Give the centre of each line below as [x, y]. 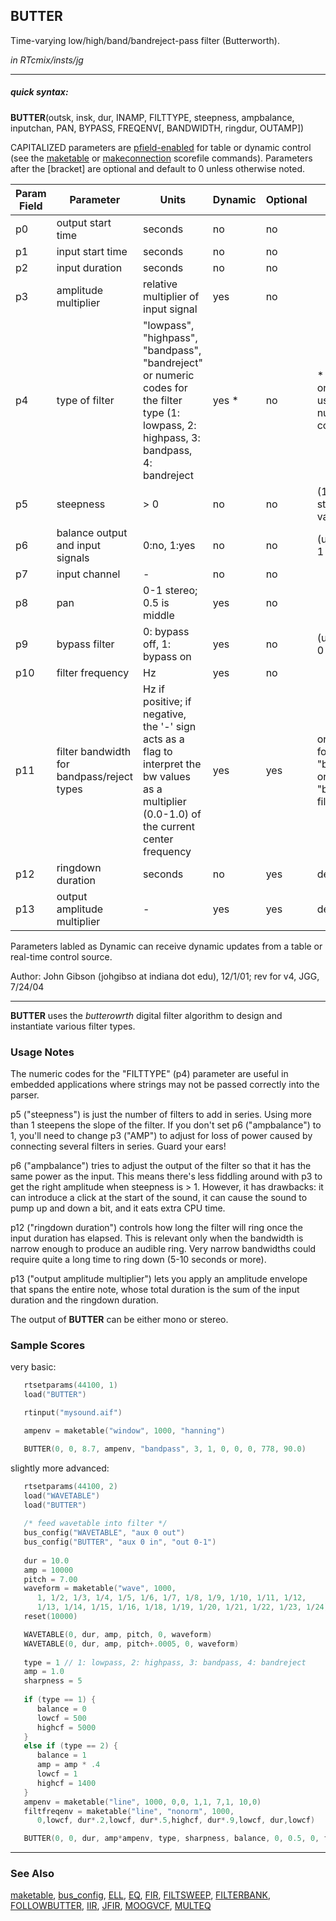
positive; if [167, 701]
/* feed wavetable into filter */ [95, 1524]
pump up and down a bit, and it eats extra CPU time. [118, 1208]
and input [78, 545]
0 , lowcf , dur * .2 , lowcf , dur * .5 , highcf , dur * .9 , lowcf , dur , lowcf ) [176, 1820]
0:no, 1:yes [169, 545]
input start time [92, 251]
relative [160, 284]
